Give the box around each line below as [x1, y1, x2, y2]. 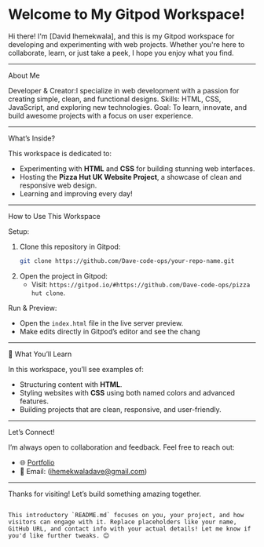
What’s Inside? [8, 133, 56, 143]
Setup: [8, 226, 30, 236]
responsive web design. [19, 181, 97, 190]
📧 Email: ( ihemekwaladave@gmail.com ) [19, 466, 148, 476]
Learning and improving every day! [19, 188, 133, 198]
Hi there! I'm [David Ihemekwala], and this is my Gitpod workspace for [8, 31, 235, 41]
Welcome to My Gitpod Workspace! [8, 5, 245, 24]
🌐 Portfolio [19, 458, 55, 467]
